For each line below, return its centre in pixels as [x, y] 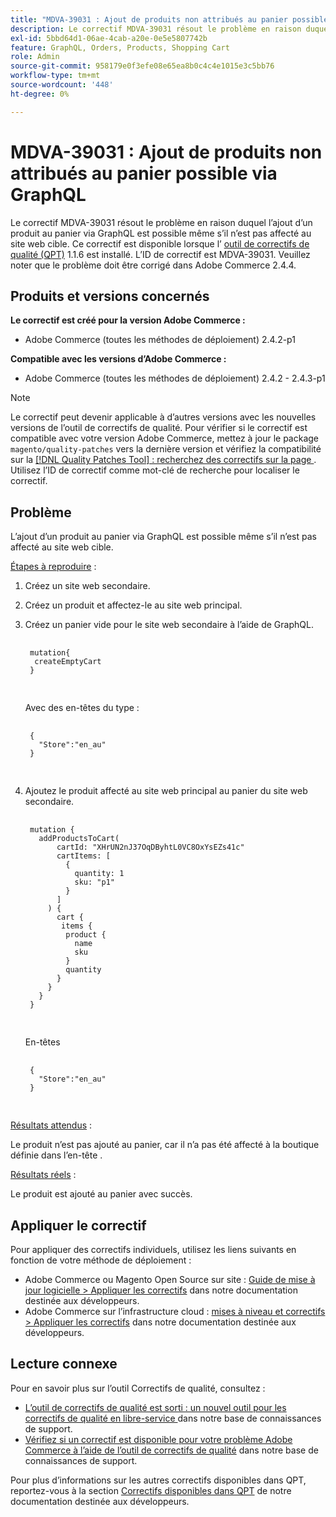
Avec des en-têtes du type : [82, 708]
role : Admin [35, 57]
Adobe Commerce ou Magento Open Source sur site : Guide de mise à [170, 1279]
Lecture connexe [64, 1364]
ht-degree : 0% [40, 94]
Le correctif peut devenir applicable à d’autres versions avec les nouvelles [163, 417]
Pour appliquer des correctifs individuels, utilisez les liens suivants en [153, 1249]
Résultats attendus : [51, 1125]
